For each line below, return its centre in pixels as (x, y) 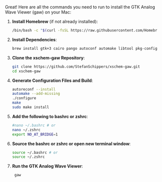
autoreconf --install (34, 89)
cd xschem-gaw (26, 71)
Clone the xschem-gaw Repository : (48, 58)
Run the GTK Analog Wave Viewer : (47, 166)
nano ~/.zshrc (26, 130)
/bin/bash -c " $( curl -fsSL (40, 30)
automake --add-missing (36, 94)
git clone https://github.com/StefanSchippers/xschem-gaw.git (76, 67)
